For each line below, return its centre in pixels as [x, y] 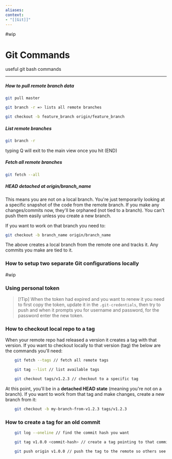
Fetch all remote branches [34, 162]
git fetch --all [23, 175]
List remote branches [29, 128]
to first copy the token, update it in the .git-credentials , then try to [89, 305]
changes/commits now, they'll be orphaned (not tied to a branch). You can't [85, 210]
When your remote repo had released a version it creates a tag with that [81, 340]
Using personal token [33, 288]
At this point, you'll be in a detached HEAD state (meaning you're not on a [84, 389]
